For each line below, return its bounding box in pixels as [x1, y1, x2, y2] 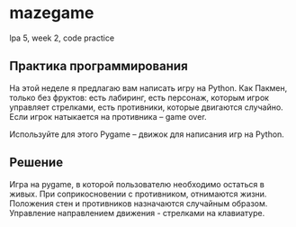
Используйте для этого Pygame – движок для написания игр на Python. [9, 129, 285, 140]
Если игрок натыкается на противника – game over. [9, 111, 207, 122]
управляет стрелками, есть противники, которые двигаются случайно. [9, 102, 283, 113]
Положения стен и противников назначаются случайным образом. [9, 197, 268, 209]
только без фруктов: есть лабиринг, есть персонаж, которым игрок [9, 92, 270, 103]
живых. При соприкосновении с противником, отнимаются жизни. [9, 188, 267, 199]
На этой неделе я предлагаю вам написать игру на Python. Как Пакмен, [9, 82, 288, 93]
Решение [9, 155, 64, 170]
